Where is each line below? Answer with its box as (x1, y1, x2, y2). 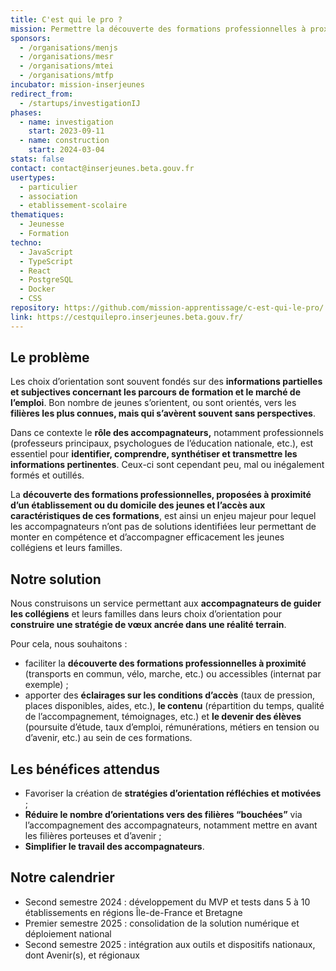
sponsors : (10, 33, 52, 43)
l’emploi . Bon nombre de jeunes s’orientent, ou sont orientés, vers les (10, 397, 297, 409)
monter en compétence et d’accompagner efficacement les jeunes (10, 531, 285, 543)
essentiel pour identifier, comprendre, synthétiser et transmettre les (10, 448, 298, 460)
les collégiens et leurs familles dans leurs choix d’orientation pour (10, 608, 283, 620)
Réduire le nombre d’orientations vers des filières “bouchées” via (24, 809, 303, 821)
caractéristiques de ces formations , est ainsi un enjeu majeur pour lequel (10, 510, 317, 522)
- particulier (19, 182, 78, 192)
